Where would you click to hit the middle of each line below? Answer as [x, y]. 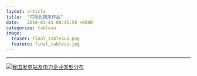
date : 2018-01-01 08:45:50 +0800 [50, 22]
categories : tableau [31, 28]
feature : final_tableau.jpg [46, 44]
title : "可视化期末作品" [35, 17]
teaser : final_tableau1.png [46, 39]
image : [14, 33]
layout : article [26, 11]
